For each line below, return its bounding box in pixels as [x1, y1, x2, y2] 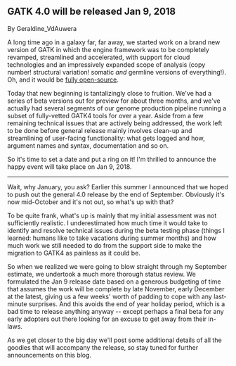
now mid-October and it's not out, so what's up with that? [7, 197, 174, 206]
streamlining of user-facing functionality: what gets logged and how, [7, 134, 205, 142]
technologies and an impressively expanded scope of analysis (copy [7, 60, 206, 69]
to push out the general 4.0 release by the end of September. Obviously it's [7, 190, 225, 198]
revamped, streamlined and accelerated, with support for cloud [7, 53, 190, 61]
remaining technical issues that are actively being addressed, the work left [7, 119, 223, 127]
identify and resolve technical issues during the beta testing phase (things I [7, 226, 225, 234]
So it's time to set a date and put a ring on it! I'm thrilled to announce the [7, 155, 216, 163]
